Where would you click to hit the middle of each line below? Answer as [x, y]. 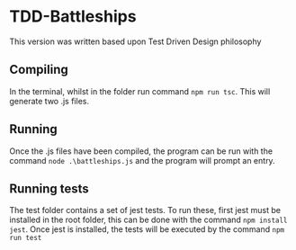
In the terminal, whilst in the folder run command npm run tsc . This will [140, 91]
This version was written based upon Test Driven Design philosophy [135, 41]
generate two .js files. [49, 101]
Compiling [39, 70]
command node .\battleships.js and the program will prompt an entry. [143, 160]
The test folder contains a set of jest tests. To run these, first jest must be [145, 210]
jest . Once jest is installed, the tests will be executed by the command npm [147, 229]
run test [26, 238]
